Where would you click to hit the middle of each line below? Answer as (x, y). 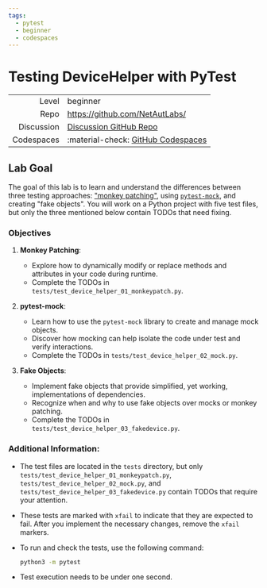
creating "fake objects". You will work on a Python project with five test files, (133, 204)
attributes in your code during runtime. (95, 274)
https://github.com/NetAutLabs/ (127, 114)
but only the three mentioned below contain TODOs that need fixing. (120, 212)
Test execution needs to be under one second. (96, 577)
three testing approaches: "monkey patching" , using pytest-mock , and (122, 196)
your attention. (44, 500)
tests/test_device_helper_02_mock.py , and (90, 483)
